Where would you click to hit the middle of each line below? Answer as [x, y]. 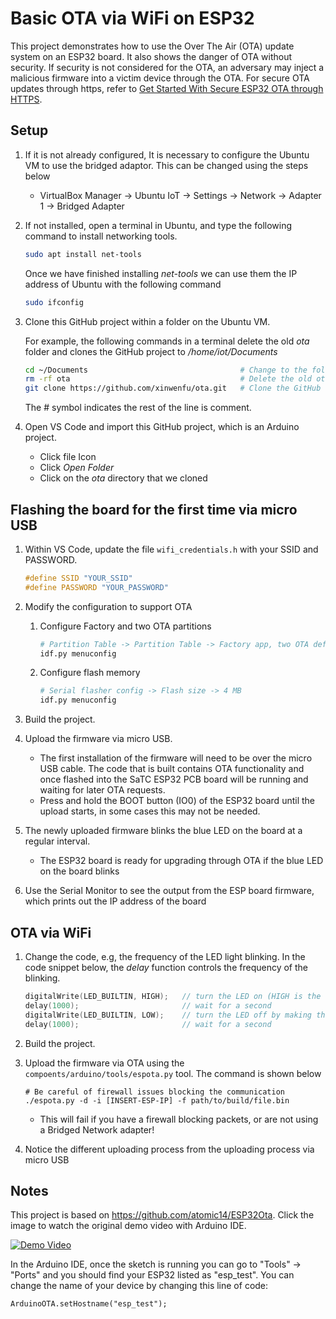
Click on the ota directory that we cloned [123, 478]
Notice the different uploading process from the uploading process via [169, 1149]
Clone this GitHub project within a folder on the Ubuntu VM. [147, 321]
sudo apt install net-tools [83, 254]
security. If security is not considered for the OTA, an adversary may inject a [167, 67]
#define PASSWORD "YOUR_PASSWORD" [96, 587]
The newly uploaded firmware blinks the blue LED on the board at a [163, 831]
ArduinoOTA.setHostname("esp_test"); [89, 1304]
